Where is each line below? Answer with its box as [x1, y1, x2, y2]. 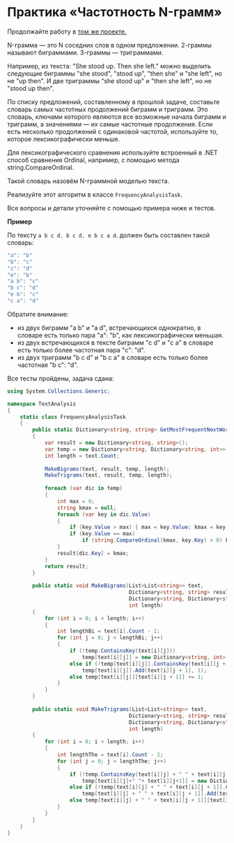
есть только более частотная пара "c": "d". [17, 345, 146, 354]
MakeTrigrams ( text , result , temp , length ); [44, 472, 173, 479]
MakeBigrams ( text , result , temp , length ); [44, 466, 170, 473]
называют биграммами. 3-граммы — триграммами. [7, 48, 164, 57]
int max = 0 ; [56, 498, 95, 505]
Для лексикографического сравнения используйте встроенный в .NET [7, 148, 218, 157]
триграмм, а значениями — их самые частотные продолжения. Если [7, 120, 213, 128]
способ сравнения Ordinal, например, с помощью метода [7, 155, 180, 164]
